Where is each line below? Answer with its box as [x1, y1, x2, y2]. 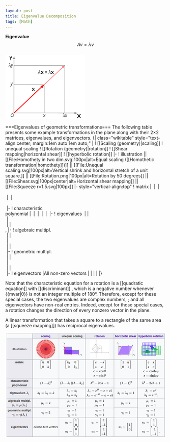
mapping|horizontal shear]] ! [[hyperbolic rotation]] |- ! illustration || [5, 151, 147, 158]
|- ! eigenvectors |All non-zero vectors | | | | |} [6, 270, 103, 276]
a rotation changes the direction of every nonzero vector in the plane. [5, 307, 151, 314]
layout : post [5, 8, 33, 13]
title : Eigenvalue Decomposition [5, 13, 76, 19]
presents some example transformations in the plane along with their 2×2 [5, 129, 159, 136]
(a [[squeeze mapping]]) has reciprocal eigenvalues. [5, 323, 116, 329]
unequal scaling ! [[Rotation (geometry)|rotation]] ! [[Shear [5, 146, 128, 152]
